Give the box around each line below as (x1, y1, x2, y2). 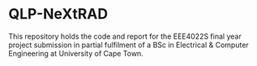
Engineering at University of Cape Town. (8, 48, 143, 58)
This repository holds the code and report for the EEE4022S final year (8, 31, 242, 41)
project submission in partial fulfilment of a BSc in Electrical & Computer (8, 39, 249, 49)
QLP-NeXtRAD (8, 5, 108, 23)
